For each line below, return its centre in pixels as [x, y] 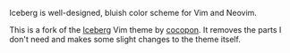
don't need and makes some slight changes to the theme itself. [125, 39]
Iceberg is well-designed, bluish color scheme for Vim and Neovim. [133, 13]
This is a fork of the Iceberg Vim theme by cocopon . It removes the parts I [145, 30]
